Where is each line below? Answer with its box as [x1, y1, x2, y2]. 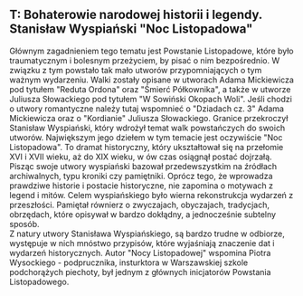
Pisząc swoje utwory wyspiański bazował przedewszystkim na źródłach [9, 160, 278, 171]
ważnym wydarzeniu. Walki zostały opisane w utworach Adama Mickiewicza [9, 74, 294, 85]
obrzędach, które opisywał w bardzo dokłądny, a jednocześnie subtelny [9, 208, 277, 220]
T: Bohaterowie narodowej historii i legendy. [9, 7, 262, 23]
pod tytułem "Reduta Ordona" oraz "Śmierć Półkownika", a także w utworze [9, 83, 291, 94]
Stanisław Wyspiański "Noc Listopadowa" [9, 22, 253, 37]
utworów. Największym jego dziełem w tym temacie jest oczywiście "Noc [9, 131, 283, 143]
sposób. [9, 218, 40, 229]
